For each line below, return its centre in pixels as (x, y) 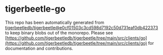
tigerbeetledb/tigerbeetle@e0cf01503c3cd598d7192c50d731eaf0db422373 (82, 27)
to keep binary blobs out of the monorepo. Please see (59, 33)
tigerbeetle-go (35, 9)
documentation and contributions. (39, 48)
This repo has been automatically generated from (55, 22)
